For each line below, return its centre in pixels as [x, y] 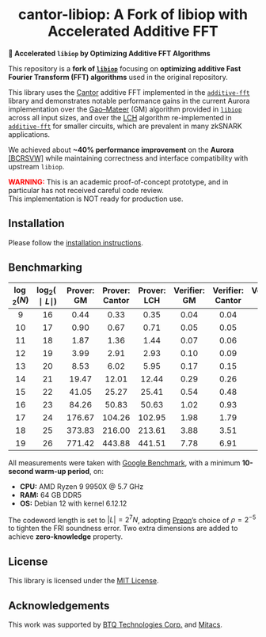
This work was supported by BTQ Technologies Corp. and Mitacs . [116, 625]
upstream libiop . [36, 166]
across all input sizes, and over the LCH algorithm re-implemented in [120, 117]
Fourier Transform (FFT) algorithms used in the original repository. [118, 77]
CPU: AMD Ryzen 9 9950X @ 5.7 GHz [82, 486]
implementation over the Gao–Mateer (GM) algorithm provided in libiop [125, 109]
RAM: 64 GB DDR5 [50, 495]
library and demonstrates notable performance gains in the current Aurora [129, 100]
